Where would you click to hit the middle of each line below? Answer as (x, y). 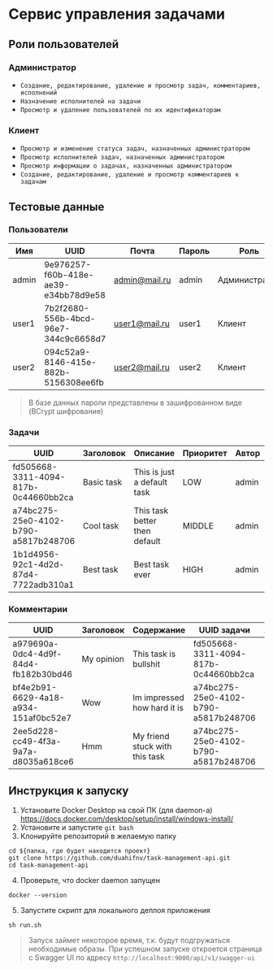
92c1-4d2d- (39, 564)
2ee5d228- (36, 731)
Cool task (101, 526)
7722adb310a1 (43, 585)
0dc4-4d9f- (37, 654)
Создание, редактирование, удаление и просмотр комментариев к (130, 175)
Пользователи (38, 230)
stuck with (152, 746)
